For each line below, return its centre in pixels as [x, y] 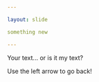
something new [28, 32]
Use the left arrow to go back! [49, 71]
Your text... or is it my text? [45, 58]
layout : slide [28, 19]
